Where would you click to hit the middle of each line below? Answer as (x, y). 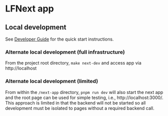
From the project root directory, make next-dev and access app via (73, 63)
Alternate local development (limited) (52, 81)
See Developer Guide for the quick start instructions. (59, 39)
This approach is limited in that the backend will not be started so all (75, 102)
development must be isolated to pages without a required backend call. (80, 108)
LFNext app (30, 9)
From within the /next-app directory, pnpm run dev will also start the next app (84, 92)
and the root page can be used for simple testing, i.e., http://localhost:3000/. (84, 97)
